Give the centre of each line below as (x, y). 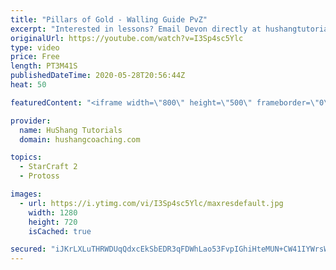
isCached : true (60, 231)
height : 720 (53, 222)
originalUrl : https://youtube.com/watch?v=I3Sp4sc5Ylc (127, 38)
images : (26, 194)
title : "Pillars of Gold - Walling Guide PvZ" (109, 19)
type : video (35, 47)
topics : (26, 157)
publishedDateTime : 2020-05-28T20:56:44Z (98, 76)
